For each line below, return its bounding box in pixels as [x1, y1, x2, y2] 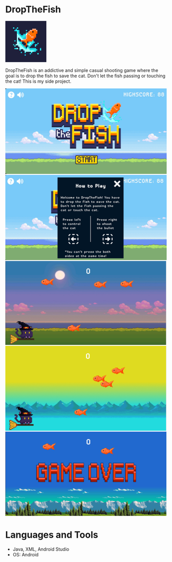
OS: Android [12, 551, 39, 557]
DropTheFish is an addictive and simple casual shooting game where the [5, 67, 159, 73]
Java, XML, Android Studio [12, 546, 70, 552]
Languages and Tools [5, 529, 98, 541]
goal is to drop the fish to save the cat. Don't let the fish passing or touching [5, 72, 165, 79]
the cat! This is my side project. [5, 78, 72, 84]
